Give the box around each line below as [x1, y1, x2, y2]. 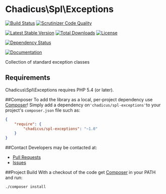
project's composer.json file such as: [5, 107, 80, 113]
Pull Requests [12, 154, 41, 160]
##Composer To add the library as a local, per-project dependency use [5, 96, 153, 102]
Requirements [5, 74, 50, 82]
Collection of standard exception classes [5, 59, 90, 65]
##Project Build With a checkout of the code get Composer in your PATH [5, 169, 156, 175]
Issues [12, 159, 27, 166]
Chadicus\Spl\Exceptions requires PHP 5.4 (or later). [5, 87, 114, 93]
